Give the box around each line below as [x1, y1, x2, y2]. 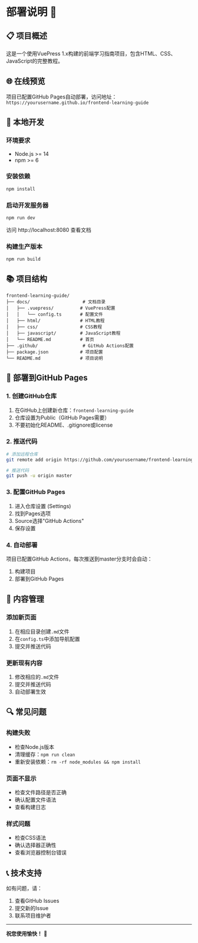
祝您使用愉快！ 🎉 [6, 930, 48, 937]
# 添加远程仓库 [6, 451, 38, 457]
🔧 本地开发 [6, 117, 44, 127]
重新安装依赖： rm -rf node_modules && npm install [14, 758, 141, 765]
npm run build [6, 256, 41, 263]
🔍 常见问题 [6, 707, 47, 717]
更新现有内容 [6, 659, 43, 667]
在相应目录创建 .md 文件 [14, 628, 70, 635]
